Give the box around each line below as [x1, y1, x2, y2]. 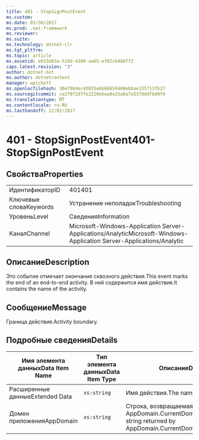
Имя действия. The [125, 389, 179, 397]
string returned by [125, 416, 176, 425]
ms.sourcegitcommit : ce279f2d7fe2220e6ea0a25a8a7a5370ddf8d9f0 [6, 91, 166, 97]
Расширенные [9, 385, 50, 393]
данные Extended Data [9, 392, 72, 400]
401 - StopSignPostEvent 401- [6, 133, 155, 147]
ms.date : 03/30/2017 [6, 20, 57, 25]
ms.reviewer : [6, 31, 38, 37]
